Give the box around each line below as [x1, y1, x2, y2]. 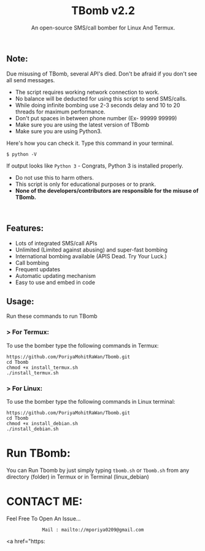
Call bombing [15, 259, 49, 266]
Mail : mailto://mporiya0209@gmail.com [42, 526, 144, 533]
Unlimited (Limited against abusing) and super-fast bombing [15, 246, 168, 253]
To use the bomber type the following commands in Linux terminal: [6, 398, 176, 405]
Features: [6, 223, 44, 234]
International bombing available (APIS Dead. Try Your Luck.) [15, 252, 167, 260]
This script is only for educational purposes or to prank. [15, 180, 157, 188]
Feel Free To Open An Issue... [6, 515, 81, 522]
